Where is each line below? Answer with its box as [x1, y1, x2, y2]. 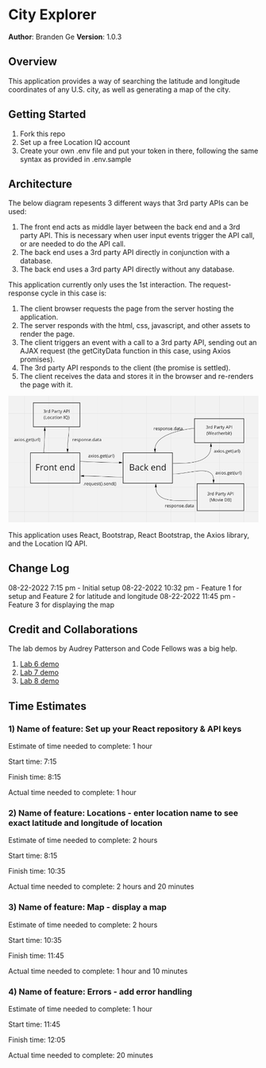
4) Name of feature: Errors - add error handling [8, 986, 193, 997]
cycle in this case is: [40, 288, 107, 298]
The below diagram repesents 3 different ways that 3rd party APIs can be [8, 198, 249, 208]
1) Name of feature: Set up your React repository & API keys [8, 723, 242, 734]
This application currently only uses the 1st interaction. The [8, 280, 202, 290]
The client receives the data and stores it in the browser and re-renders [19, 372, 254, 381]
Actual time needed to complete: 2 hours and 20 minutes [8, 882, 195, 891]
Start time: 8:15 [8, 851, 58, 861]
